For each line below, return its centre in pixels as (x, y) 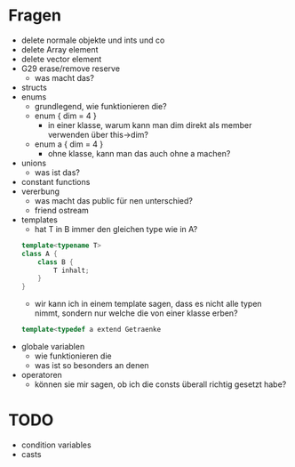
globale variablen (53, 347)
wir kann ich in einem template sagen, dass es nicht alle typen (148, 304)
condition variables (56, 445)
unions (33, 163)
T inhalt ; (72, 270)
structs (34, 87)
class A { (40, 254)
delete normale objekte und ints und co (93, 40)
